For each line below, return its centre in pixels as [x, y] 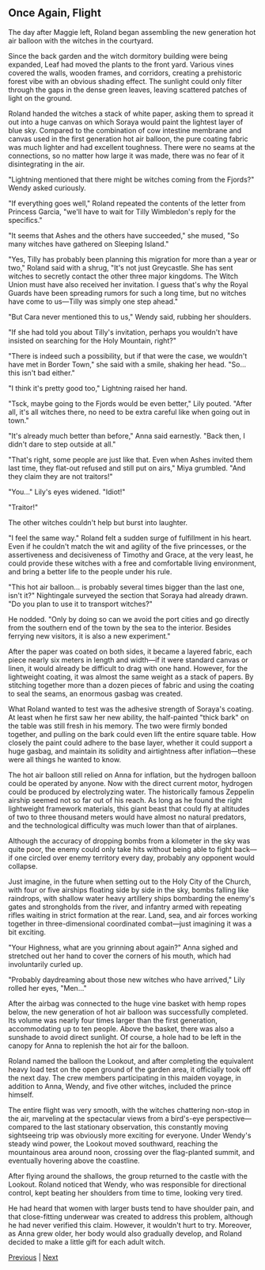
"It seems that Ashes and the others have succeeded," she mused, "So [124, 235]
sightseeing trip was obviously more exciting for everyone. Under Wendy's [130, 1135]
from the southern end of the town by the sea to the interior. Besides [120, 627]
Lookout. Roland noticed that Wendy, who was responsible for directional [127, 1184]
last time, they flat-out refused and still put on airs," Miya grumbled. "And [127, 468]
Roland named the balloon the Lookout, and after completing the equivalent [131, 1061]
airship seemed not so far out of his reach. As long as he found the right [125, 800]
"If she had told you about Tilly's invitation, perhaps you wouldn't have [123, 332]
